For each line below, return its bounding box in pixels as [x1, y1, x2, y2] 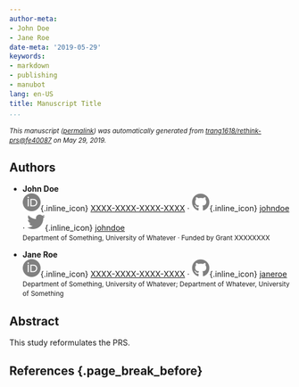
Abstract [9, 313, 60, 329]
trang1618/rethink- [204, 126, 262, 136]
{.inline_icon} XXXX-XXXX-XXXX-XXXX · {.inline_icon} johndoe [39, 203, 290, 214]
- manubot [9, 80, 46, 89]
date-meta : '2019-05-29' [9, 43, 102, 52]
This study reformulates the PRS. [9, 337, 131, 348]
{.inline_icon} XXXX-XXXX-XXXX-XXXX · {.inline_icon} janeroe [39, 268, 287, 280]
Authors [9, 160, 56, 175]
